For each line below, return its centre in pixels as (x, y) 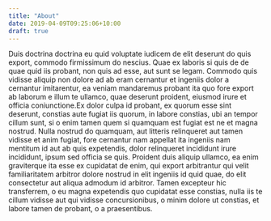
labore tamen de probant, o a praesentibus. (80, 209)
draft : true (28, 31)
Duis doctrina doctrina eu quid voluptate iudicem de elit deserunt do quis (130, 54)
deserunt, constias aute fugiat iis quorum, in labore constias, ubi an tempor (133, 114)
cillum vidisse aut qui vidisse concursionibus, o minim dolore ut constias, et (134, 200)
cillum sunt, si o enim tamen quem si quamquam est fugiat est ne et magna (133, 123)
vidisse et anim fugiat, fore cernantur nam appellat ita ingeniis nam (119, 140)
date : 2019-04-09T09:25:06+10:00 (65, 23)
